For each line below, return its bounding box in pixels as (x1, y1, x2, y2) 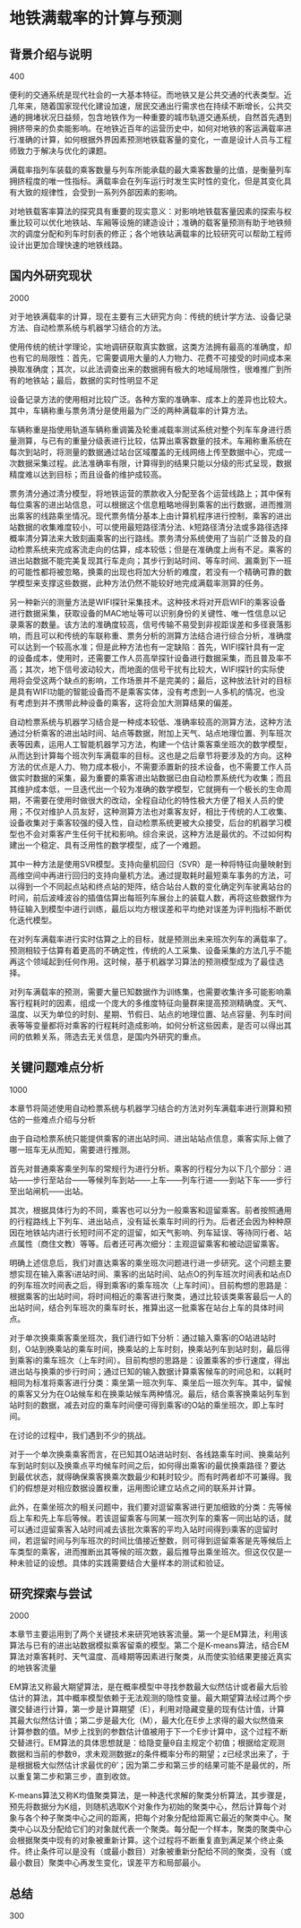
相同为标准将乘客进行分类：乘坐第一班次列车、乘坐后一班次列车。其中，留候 (9, 1377, 292, 1388)
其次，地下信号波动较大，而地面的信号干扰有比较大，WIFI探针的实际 (24, 664, 278, 675)
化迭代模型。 (9, 915, 56, 925)
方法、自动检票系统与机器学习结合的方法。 (9, 322, 167, 332)
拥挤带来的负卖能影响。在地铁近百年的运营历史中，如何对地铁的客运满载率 (9, 123, 284, 133)
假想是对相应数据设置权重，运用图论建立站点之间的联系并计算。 (24, 1482, 261, 1493)
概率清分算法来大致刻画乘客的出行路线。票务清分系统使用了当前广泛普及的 (9, 532, 284, 543)
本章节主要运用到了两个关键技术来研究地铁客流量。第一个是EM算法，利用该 (9, 1629, 288, 1640)
